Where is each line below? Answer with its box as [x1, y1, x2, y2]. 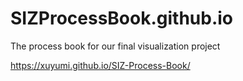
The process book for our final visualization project [10, 40, 221, 52]
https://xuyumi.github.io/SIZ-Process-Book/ [10, 59, 191, 71]
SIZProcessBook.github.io [10, 7, 234, 30]
